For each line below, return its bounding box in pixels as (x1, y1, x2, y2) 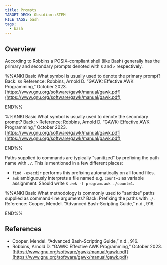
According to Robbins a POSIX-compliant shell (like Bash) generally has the (5, 58, 160, 64)
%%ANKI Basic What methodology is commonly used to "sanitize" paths (5, 190, 155, 196)
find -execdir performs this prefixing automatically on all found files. (12, 169, 155, 176)
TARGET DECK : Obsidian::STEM (5, 12, 66, 17)
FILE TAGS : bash (5, 17, 39, 22)
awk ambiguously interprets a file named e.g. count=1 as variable (12, 175, 144, 181)
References (5, 225, 42, 233)
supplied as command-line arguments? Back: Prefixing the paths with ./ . (5, 195, 155, 201)
